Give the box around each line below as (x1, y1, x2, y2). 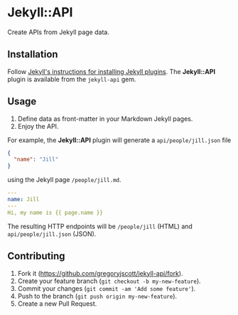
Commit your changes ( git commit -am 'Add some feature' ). (17, 284, 196, 292)
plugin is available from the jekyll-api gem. (7, 75, 136, 83)
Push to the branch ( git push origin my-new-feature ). (17, 292, 178, 300)
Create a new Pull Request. (17, 299, 97, 308)
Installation (7, 48, 58, 60)
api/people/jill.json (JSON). (7, 229, 97, 238)
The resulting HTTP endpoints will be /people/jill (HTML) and (7, 222, 193, 230)
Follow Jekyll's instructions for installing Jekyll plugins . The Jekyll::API (7, 67, 215, 75)
